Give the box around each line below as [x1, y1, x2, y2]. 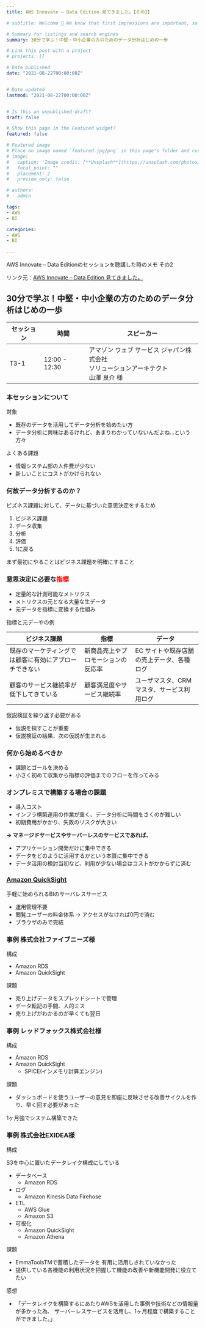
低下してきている [9, 690, 59, 698]
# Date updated [6, 86, 45, 92]
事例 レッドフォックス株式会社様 [6, 1027, 102, 1035]
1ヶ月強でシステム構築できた [6, 1114, 78, 1122]
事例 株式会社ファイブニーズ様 [6, 935, 96, 943]
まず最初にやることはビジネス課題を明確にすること [6, 558, 135, 566]
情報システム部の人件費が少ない [15, 462, 96, 470]
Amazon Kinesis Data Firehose [24, 1193, 102, 1200]
